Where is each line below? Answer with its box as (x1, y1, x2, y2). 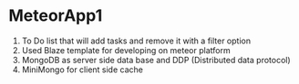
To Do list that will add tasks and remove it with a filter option (21, 35, 252, 46)
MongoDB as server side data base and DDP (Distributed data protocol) (21, 54, 291, 65)
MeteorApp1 (8, 5, 103, 26)
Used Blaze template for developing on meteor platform (21, 44, 231, 55)
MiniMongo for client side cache (21, 64, 143, 75)
